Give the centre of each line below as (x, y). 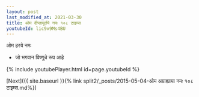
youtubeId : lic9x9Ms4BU (36, 28)
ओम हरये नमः (19, 46)
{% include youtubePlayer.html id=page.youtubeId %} (73, 69)
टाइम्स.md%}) (22, 88)
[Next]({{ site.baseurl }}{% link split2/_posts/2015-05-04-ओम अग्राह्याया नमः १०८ (100, 81)
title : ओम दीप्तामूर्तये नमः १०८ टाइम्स (44, 23)
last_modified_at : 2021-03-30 (44, 17)
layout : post (23, 12)
